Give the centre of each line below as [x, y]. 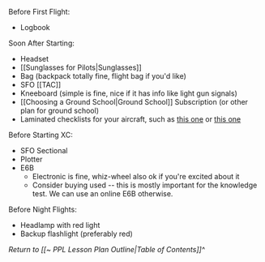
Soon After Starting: [41, 43]
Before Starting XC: [41, 135]
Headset [34, 59]
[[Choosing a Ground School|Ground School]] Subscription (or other [134, 102]
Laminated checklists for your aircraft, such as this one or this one [130, 119]
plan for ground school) [60, 110]
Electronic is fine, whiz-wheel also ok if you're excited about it [136, 176]
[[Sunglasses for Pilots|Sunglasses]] [81, 67]
